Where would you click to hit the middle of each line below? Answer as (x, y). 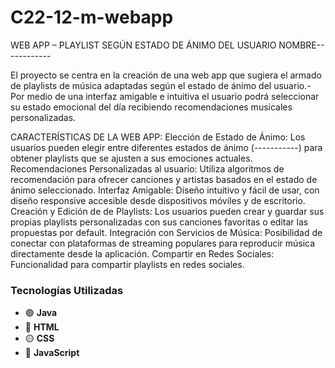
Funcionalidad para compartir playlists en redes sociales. (127, 264)
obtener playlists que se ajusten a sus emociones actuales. (131, 158)
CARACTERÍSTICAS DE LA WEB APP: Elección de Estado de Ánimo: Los (158, 137)
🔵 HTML (42, 327)
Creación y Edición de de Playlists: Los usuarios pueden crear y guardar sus (167, 211)
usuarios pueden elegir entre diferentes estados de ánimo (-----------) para (166, 147)
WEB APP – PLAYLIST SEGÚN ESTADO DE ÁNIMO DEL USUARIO (143, 45)
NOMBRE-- (301, 45)
